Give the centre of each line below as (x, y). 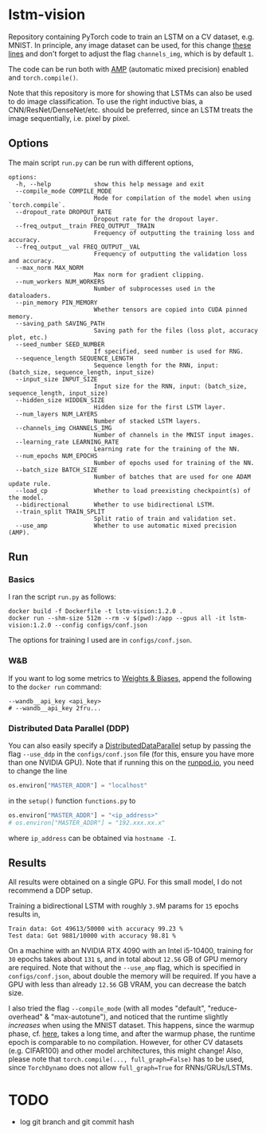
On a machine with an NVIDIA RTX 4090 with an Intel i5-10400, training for (131, 951)
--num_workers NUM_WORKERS (60, 282)
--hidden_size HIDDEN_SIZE (60, 400)
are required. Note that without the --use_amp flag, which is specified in (125, 968)
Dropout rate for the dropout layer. (156, 219)
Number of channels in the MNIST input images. (174, 435)
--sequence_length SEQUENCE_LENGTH (74, 358)
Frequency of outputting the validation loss (170, 254)
